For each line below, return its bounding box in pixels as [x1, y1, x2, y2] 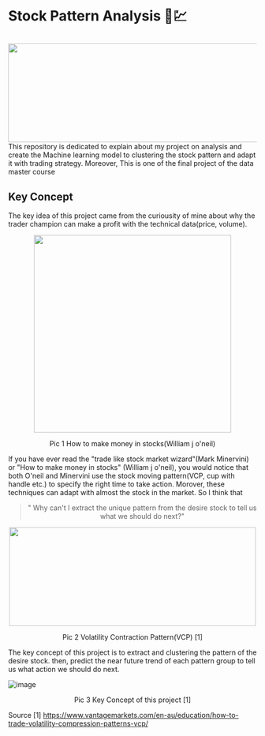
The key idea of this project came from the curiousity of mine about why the [8, 211, 256, 220]
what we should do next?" [99, 512, 185, 520]
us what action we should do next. [8, 665, 120, 674]
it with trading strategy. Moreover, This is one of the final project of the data [8, 159, 254, 168]
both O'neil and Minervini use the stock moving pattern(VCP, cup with [8, 471, 235, 480]
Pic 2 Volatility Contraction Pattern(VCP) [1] [62, 633, 203, 641]
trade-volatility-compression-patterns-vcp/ [8, 719, 148, 728]
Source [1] [8, 711, 42, 719]
